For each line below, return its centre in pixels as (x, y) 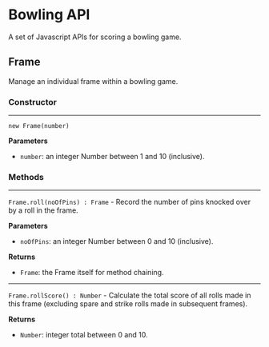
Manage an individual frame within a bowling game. (93, 81)
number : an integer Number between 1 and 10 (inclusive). (112, 157)
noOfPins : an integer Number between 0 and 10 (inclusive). (116, 241)
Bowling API (49, 15)
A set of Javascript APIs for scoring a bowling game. (95, 37)
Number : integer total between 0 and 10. (84, 335)
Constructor (33, 102)
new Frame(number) (39, 126)
